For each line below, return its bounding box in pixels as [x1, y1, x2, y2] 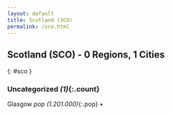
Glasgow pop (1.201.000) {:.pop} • [7, 100, 104, 108]
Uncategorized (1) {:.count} [7, 85, 101, 94]
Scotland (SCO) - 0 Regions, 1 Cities [7, 48, 165, 60]
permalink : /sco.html [7, 23, 70, 30]
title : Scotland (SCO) [7, 17, 73, 24]
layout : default [7, 10, 54, 17]
